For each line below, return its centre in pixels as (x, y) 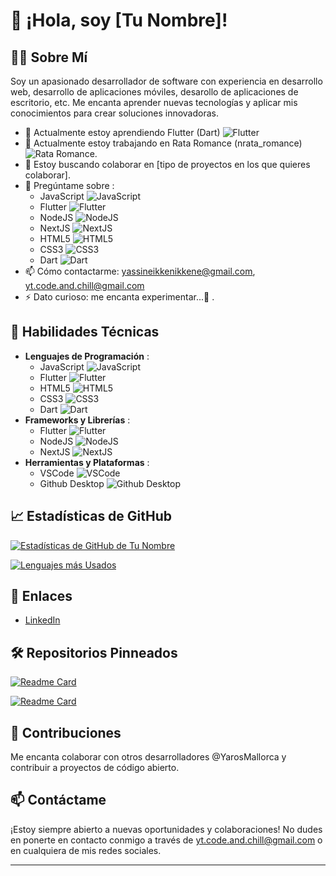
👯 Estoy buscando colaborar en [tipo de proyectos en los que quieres (167, 164)
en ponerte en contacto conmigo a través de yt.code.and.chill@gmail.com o (166, 840)
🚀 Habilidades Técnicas (85, 332)
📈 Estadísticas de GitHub (91, 516)
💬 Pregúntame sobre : (69, 185)
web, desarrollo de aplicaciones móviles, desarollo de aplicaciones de (154, 92)
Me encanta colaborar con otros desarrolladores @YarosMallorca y (148, 757)
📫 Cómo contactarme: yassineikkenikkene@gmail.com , (140, 271)
